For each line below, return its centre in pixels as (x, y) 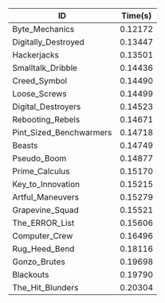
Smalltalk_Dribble (45, 68)
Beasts (25, 145)
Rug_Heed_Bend (43, 249)
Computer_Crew (43, 236)
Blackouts (31, 275)
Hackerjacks (36, 55)
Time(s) (136, 16)
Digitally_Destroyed (49, 42)
